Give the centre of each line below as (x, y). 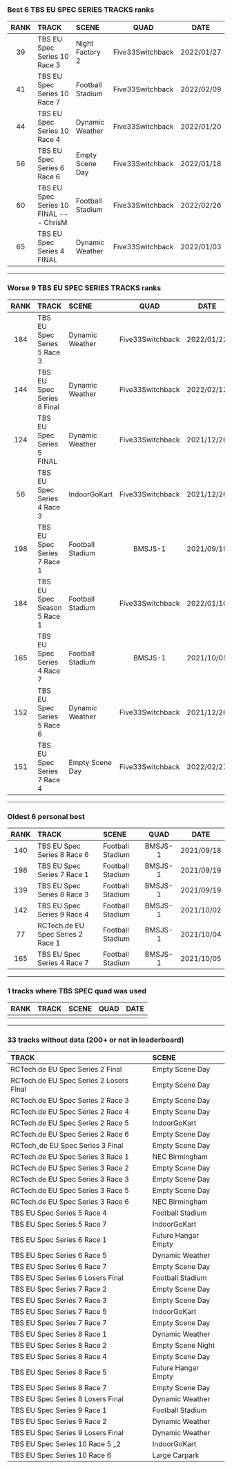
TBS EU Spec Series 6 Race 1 (59, 1240)
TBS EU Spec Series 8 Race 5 (59, 1372)
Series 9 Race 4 (63, 914)
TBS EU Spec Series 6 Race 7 (59, 1267)
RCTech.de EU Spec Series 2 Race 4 (70, 1112)
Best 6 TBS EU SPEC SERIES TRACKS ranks (81, 10)
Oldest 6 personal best (46, 816)
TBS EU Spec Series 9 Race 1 (59, 1410)
